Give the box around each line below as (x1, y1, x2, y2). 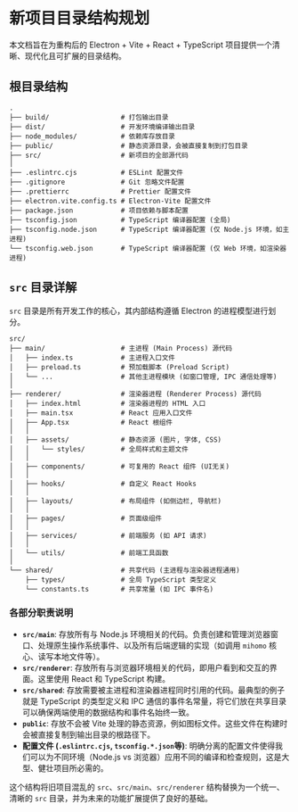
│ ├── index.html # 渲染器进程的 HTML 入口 (9, 399, 206, 408)
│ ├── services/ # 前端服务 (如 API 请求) (9, 531, 207, 540)
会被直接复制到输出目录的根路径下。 (21, 729, 156, 740)
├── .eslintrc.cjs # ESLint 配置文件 (9, 168, 184, 177)
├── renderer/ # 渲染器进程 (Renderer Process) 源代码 (9, 389, 262, 398)
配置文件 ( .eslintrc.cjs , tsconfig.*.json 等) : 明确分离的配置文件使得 (21, 740, 276, 750)
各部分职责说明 (9, 607, 74, 619)
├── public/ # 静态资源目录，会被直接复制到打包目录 (9, 141, 248, 150)
